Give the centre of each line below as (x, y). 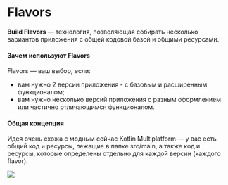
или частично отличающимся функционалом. (86, 107)
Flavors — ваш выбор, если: (49, 71)
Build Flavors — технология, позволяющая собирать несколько (103, 32)
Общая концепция (36, 123)
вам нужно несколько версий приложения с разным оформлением (119, 100)
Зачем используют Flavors (49, 55)
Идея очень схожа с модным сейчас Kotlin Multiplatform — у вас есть (112, 139)
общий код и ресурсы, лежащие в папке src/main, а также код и (104, 146)
